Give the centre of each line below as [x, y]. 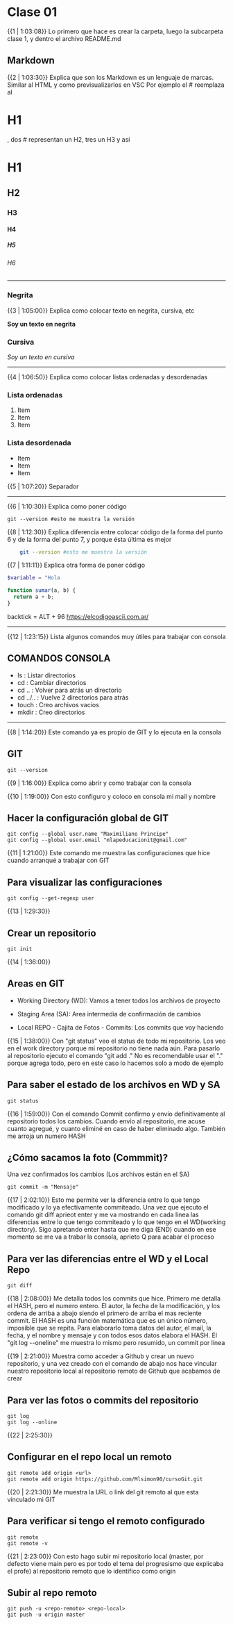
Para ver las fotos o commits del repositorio [103, 1400]
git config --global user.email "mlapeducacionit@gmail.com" [97, 840]
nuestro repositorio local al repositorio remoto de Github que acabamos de [114, 1371]
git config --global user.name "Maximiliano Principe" [88, 834]
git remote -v [28, 1543]
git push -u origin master [46, 1615]
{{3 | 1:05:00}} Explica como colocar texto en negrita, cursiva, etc [101, 311]
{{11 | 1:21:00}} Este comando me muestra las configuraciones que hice [109, 853]
